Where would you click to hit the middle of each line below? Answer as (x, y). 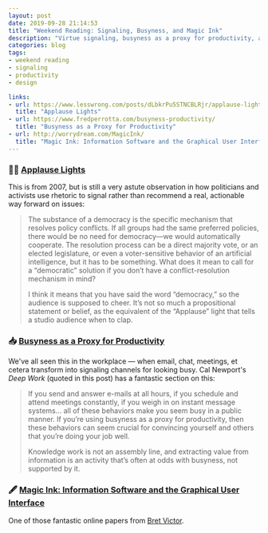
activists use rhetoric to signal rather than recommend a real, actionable (126, 195)
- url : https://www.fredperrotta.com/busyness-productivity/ (112, 119)
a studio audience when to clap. (80, 320)
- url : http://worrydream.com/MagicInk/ (77, 134)
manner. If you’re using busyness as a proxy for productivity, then (136, 420)
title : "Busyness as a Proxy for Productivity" (96, 127)
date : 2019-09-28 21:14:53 (53, 23)
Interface (27, 503)
